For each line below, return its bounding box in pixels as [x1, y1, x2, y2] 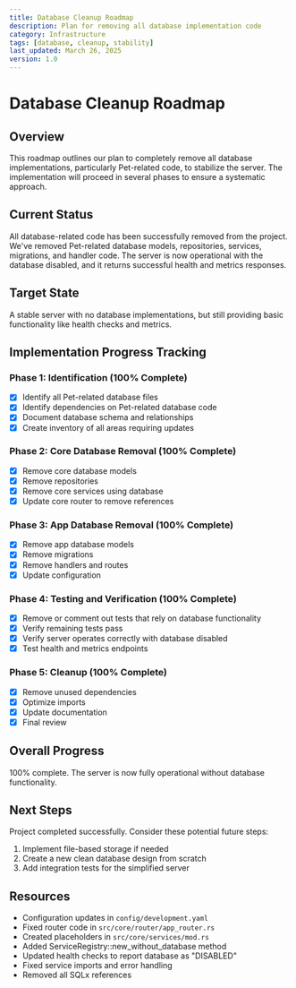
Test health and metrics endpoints [21, 643, 148, 654]
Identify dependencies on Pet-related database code [21, 402, 217, 413]
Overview [9, 129, 65, 144]
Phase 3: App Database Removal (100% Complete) [9, 519, 234, 531]
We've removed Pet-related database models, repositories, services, [9, 240, 262, 251]
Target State [9, 286, 80, 301]
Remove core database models [21, 465, 137, 476]
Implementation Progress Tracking [9, 345, 207, 360]
